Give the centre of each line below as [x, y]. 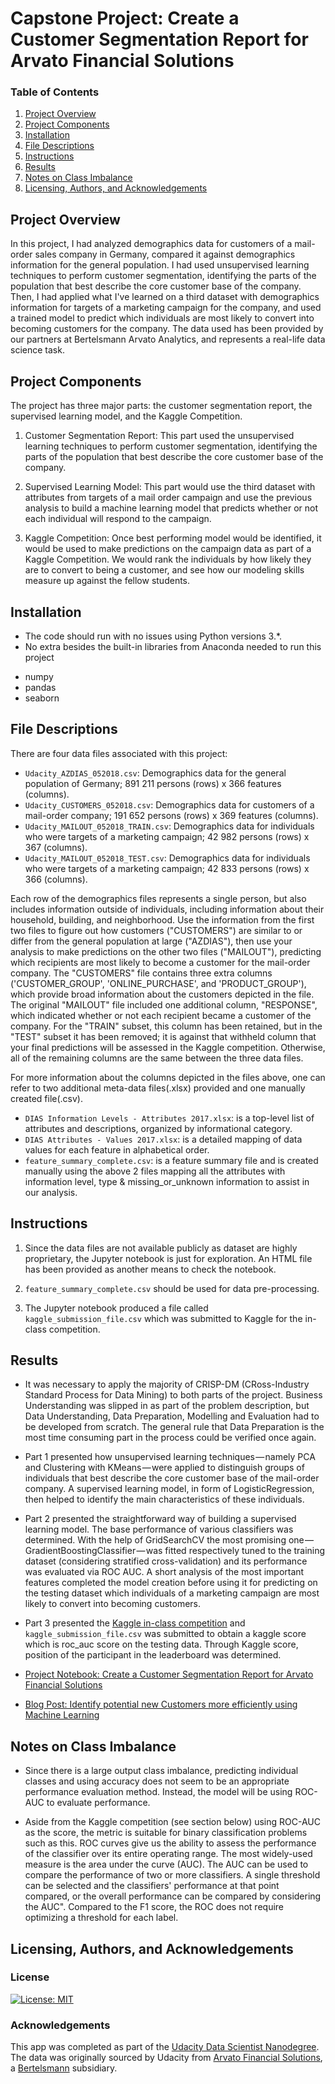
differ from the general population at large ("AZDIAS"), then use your [151, 941]
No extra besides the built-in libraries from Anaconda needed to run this [173, 646]
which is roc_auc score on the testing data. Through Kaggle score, [161, 1644]
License [30, 1977]
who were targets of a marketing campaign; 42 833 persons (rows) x [167, 868]
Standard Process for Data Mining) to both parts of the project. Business [173, 1395]
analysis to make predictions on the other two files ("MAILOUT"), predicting [166, 951]
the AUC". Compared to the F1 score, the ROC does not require [154, 1907]
